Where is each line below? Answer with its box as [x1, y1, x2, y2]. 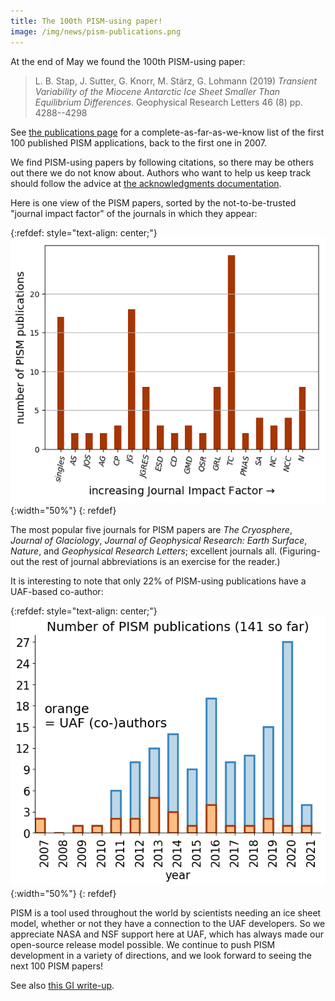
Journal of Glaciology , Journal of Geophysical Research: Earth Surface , [10, 535, 308, 547]
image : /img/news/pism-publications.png [10, 26, 182, 37]
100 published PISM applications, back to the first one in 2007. [10, 136, 268, 149]
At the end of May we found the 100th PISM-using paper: [10, 55, 246, 67]
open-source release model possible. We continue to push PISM [10, 939, 276, 951]
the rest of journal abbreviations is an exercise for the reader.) [26, 556, 281, 568]
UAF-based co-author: [10, 586, 104, 598]
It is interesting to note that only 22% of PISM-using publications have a [10, 575, 307, 587]
